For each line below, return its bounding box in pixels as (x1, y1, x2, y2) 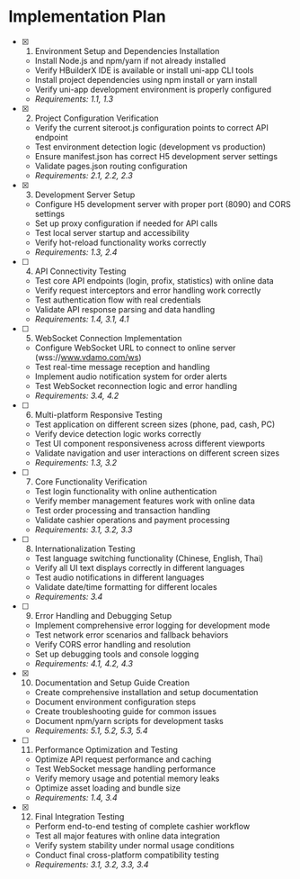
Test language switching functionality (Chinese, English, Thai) (34, 552, 264, 564)
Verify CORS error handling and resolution (34, 639, 191, 649)
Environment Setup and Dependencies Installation (34, 45, 220, 56)
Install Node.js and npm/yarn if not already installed (34, 55, 226, 66)
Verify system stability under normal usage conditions (34, 839, 235, 850)
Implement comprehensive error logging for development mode (34, 620, 270, 630)
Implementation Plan (8, 6, 167, 27)
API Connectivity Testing (34, 266, 127, 276)
